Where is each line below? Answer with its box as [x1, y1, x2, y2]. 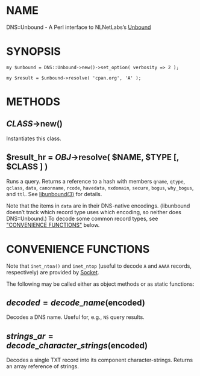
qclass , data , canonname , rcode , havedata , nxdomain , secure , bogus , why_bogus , [6, 184, 194, 191]
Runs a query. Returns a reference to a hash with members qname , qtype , [6, 177, 186, 185]
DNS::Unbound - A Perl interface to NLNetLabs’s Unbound [6, 23, 151, 31]
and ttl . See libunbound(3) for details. [6, 190, 102, 197]
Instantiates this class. [6, 135, 61, 142]
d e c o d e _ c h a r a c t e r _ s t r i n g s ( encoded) [6, 341, 148, 351]
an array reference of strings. [6, 363, 80, 370]
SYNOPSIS [6, 45, 61, 58]
